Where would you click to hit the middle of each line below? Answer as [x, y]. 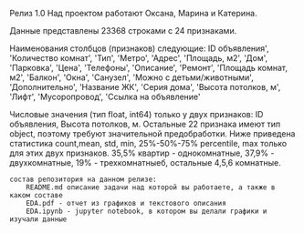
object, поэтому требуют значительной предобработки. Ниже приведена [152, 134]
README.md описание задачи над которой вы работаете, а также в [151, 187]
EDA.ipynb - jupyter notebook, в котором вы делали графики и [147, 211]
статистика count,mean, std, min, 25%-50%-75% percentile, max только [148, 143]
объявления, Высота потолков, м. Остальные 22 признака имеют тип [145, 124]
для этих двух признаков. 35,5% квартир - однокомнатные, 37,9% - [142, 153]
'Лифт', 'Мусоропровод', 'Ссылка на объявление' [105, 96]
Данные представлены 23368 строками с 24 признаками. [123, 30]
